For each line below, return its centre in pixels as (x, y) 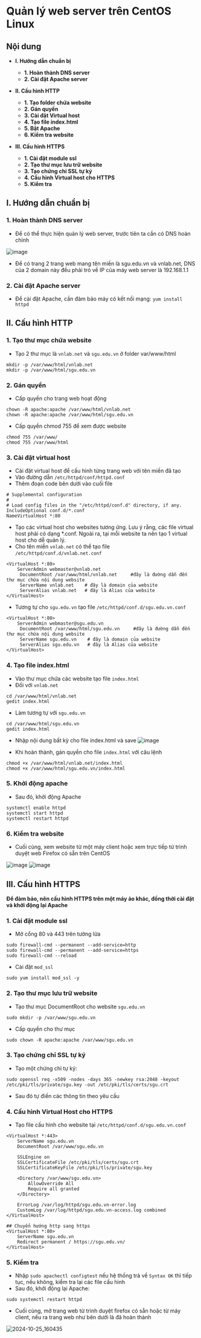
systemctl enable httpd (36, 808)
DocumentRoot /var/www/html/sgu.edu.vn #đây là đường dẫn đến (105, 629)
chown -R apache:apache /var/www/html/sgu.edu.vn (70, 414)
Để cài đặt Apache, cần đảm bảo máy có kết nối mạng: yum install (99, 299)
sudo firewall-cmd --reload (42, 956)
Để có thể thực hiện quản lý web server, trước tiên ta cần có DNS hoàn (103, 233)
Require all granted (54, 1189)
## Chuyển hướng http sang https (48, 1226)
